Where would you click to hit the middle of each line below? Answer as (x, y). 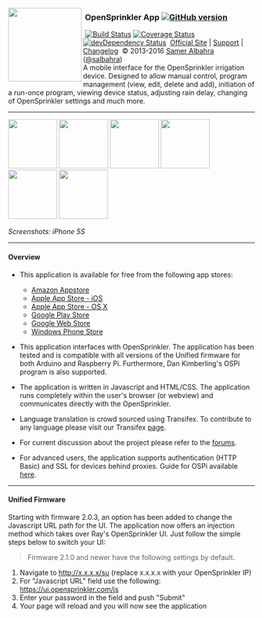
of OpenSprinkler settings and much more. (77, 101)
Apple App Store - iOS (67, 298)
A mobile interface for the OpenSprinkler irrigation (164, 68)
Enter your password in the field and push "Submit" (102, 598)
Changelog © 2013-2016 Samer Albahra (149, 51)
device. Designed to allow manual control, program (166, 76)
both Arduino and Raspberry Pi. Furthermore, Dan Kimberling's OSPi (130, 363)
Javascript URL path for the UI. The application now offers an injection (121, 525)
